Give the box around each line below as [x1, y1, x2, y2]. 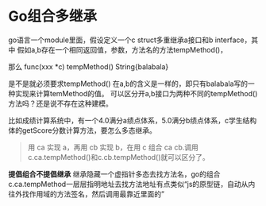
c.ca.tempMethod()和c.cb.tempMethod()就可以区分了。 [27, 152, 210, 161]
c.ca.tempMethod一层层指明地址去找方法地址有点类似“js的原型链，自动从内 [8, 179, 256, 189]
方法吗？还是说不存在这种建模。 [8, 99, 113, 108]
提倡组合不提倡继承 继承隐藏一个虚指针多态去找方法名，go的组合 [8, 169, 221, 179]
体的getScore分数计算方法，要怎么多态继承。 [8, 125, 156, 135]
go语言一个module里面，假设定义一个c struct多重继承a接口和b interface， [8, 35, 252, 45]
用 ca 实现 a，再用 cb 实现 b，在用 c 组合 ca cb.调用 [27, 142, 199, 152]
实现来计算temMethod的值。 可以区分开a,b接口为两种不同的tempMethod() [14, 88, 258, 98]
